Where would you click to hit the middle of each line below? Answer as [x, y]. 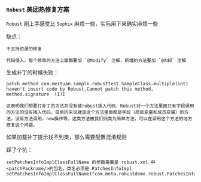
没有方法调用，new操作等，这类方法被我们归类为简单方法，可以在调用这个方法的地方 [103, 119]
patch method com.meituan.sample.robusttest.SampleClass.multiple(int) [97, 84]
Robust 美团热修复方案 [38, 9]
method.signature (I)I [36, 94]
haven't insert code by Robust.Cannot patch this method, [80, 89]
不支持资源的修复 [24, 49]
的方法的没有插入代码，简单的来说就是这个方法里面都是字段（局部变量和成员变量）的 [95, 112]
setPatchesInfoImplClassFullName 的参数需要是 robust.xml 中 [81, 162]
